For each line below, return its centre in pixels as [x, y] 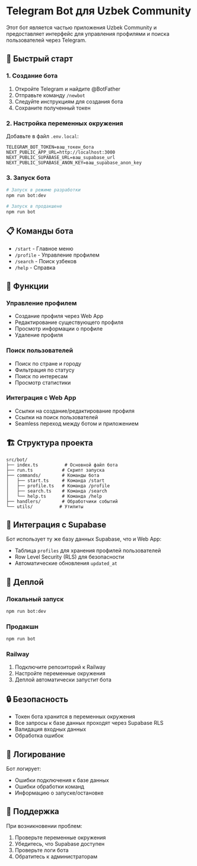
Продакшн [22, 627]
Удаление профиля [39, 335]
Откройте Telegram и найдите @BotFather [67, 89]
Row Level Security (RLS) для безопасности [69, 557]
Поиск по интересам [41, 376]
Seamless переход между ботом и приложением [77, 423]
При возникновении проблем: [44, 825]
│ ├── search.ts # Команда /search [57, 491]
